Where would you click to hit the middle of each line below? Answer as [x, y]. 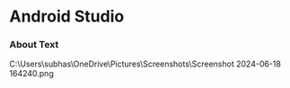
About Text [34, 45]
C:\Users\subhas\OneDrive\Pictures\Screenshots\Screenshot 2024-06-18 [145, 64]
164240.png [31, 74]
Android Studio [67, 17]
